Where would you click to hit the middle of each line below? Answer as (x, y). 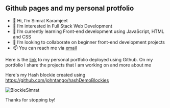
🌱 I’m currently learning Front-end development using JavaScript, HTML (88, 31)
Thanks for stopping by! (30, 100)
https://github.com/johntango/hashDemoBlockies (57, 80)
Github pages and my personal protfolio (70, 8)
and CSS (22, 37)
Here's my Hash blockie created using (45, 75)
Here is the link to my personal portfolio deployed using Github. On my (79, 59)
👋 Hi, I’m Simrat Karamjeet (40, 20)
